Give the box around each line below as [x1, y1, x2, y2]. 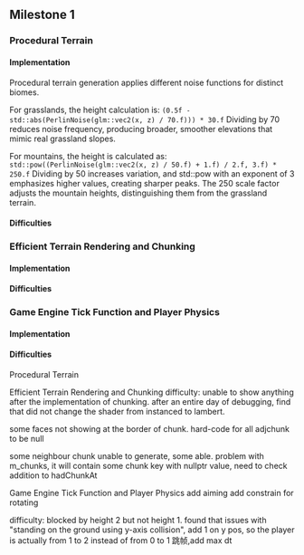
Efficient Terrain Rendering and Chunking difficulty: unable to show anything [9, 387, 294, 397]
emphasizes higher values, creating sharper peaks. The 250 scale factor [9, 177, 280, 188]
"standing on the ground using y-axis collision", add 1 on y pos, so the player [9, 524, 295, 535]
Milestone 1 [9, 7, 75, 23]
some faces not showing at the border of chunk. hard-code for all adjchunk [9, 423, 290, 434]
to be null [9, 433, 44, 444]
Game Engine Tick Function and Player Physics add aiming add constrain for [9, 487, 294, 498]
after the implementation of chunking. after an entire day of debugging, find [9, 396, 291, 407]
